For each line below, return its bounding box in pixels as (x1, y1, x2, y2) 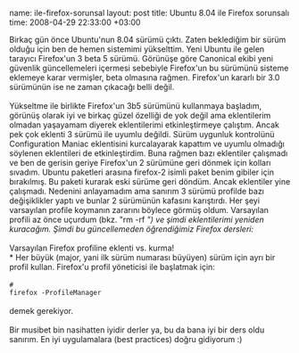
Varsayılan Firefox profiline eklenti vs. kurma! (9, 242, 175, 253)
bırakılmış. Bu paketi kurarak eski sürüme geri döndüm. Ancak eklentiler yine (9, 176, 291, 186)
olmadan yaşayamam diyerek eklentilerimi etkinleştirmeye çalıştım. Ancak (9, 119, 279, 130)
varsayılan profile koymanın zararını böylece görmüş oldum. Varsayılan (9, 205, 270, 215)
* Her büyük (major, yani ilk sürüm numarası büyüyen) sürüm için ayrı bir (9, 252, 276, 262)
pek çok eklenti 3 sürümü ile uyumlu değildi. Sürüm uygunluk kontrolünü (9, 129, 275, 139)
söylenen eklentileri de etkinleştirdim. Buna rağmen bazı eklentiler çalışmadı (9, 148, 288, 159)
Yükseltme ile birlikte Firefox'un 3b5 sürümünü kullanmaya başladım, (9, 101, 262, 111)
